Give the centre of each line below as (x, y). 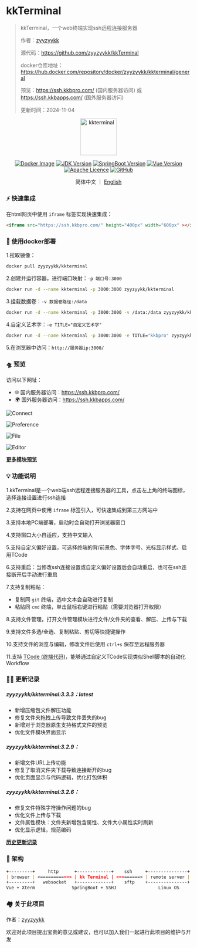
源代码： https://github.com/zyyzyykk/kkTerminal (79, 53)
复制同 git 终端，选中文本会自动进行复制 (64, 599)
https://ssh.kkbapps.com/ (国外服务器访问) (72, 97)
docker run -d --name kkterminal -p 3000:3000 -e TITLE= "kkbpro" (87, 336)
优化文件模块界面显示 (40, 732)
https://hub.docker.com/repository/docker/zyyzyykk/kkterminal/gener (105, 72)
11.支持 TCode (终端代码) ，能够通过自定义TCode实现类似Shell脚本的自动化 (96, 656)
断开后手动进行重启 (34, 574)
